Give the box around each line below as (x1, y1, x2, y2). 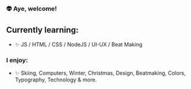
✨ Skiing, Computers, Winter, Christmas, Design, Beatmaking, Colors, (14, 69, 186, 77)
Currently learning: (6, 25, 79, 35)
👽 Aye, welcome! (6, 4, 57, 12)
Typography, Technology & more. (14, 76, 97, 84)
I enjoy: (6, 56, 28, 64)
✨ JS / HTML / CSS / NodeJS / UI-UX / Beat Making (14, 40, 143, 48)
